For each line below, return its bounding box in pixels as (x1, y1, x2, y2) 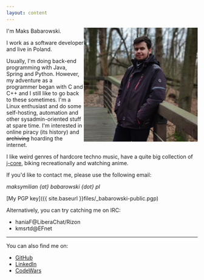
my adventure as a (6, 77, 53, 84)
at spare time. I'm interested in (6, 121, 83, 129)
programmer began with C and (6, 83, 83, 90)
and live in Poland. (6, 46, 53, 53)
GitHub (15, 254, 33, 261)
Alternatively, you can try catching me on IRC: (6, 207, 121, 214)
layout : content (6, 10, 47, 16)
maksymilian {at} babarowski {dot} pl (6, 183, 100, 190)
